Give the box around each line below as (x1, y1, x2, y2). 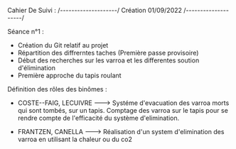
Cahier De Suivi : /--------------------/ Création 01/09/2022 (7, 6, 183, 14)
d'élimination (17, 64, 55, 72)
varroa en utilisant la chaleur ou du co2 (17, 135, 133, 143)
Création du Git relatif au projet (17, 41, 109, 49)
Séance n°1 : (7, 28, 44, 35)
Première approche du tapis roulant (17, 71, 122, 79)
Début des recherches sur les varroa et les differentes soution (17, 56, 200, 65)
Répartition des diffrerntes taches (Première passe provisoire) (17, 49, 199, 57)
